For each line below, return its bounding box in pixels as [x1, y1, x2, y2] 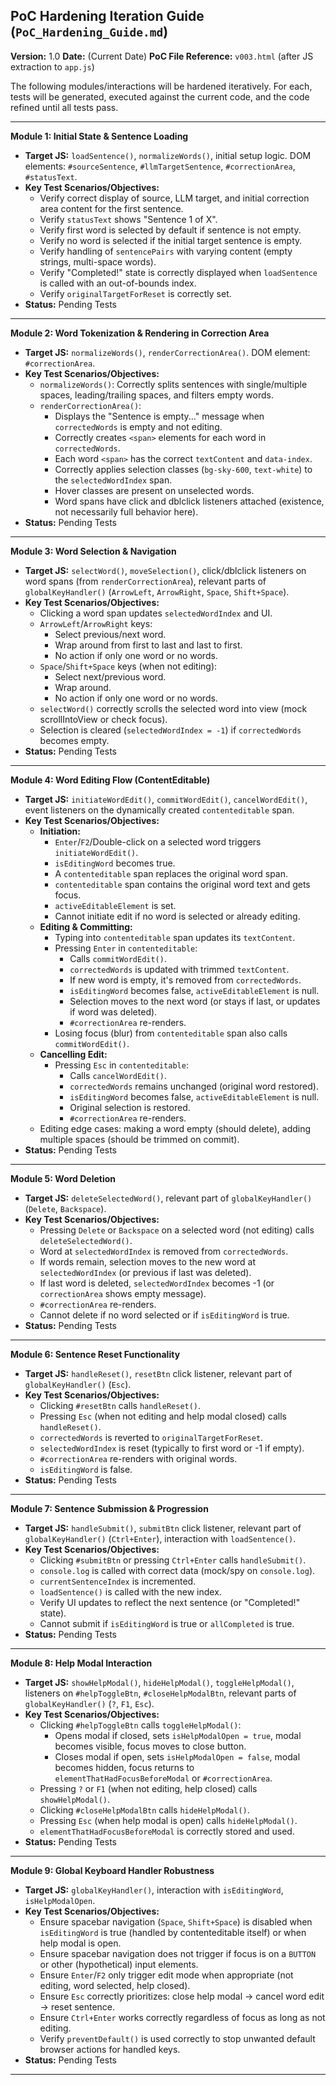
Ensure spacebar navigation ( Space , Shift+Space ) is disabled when [39, 1915, 313, 1928]
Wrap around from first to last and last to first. [54, 639, 243, 651]
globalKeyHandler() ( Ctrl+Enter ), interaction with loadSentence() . [24, 1532, 297, 1544]
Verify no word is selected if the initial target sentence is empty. [39, 234, 303, 246]
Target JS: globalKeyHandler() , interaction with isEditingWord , [24, 1884, 284, 1896]
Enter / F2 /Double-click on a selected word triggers [54, 835, 262, 848]
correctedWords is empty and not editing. [54, 420, 223, 433]
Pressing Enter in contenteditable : [54, 942, 198, 954]
